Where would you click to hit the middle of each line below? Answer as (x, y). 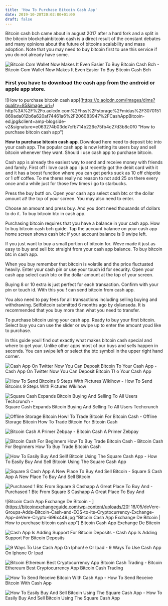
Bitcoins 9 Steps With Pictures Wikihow (46, 386)
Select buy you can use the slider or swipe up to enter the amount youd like (83, 325)
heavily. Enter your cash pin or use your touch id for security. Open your (80, 269)
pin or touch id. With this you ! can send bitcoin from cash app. (70, 289)
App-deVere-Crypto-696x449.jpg (40, 517)
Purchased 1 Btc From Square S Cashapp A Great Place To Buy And (75, 492)
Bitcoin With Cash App (28, 583)
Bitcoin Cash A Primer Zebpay (108, 431)
